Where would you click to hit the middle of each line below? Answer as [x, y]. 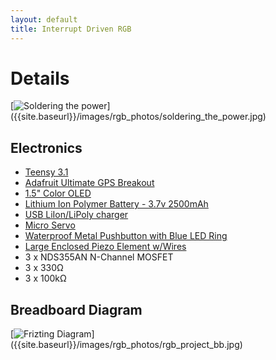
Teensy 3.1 [46, 172]
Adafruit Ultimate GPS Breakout [89, 183]
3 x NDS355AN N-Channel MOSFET [99, 257]
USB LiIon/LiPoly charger [76, 215]
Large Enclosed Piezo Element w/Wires [105, 247]
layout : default [44, 19]
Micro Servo [50, 225]
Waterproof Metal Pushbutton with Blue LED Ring [126, 236]
